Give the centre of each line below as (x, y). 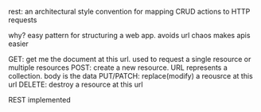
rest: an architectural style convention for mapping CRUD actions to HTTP (129, 12)
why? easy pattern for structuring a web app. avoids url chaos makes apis (129, 35)
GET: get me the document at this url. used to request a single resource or (130, 59)
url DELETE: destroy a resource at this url (76, 84)
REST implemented (39, 100)
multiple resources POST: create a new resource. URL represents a (118, 68)
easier (19, 44)
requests (23, 20)
